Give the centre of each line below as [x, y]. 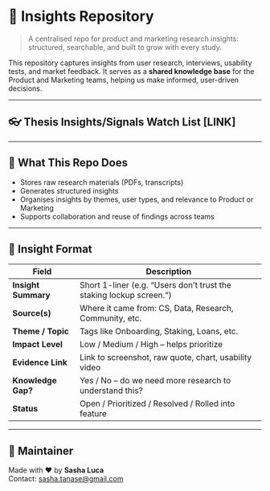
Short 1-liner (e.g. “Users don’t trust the [155, 285]
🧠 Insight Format [50, 249]
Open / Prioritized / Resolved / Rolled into [157, 403]
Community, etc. [110, 318]
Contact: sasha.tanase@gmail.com [66, 479]
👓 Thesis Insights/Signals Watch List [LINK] [122, 123]
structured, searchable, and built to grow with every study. [125, 47]
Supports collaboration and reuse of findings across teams [117, 216]
